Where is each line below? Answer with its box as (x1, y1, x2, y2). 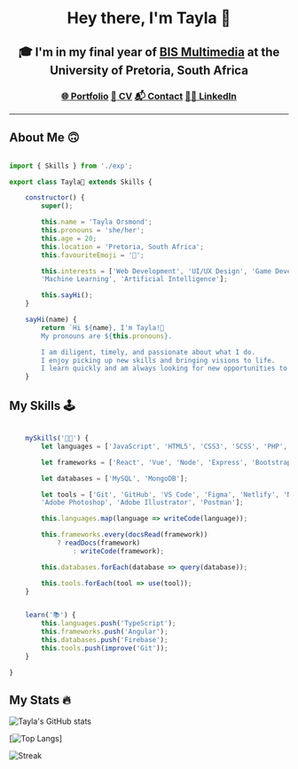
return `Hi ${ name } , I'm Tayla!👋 (41, 323, 165, 332)
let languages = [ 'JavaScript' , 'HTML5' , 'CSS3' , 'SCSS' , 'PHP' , (41, 442, 288, 451)
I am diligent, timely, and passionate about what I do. (41, 348, 255, 357)
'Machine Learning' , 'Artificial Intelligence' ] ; (41, 275, 228, 284)
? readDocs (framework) (56, 538, 141, 547)
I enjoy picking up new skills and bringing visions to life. (41, 356, 276, 365)
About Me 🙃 (9, 130, 80, 145)
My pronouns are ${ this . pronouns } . (41, 332, 173, 341)
